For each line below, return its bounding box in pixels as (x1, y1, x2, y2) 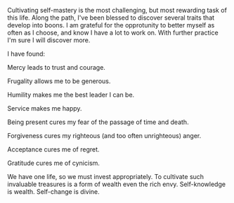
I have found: (7, 49, 46, 58)
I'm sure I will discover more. (7, 36, 91, 44)
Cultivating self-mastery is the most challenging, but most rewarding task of (7, 6, 227, 14)
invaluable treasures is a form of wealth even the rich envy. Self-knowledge (7, 180, 226, 188)
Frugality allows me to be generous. (7, 77, 111, 85)
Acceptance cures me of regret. (7, 145, 100, 154)
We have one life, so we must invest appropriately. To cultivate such (7, 173, 204, 180)
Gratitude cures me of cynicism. (7, 159, 100, 167)
